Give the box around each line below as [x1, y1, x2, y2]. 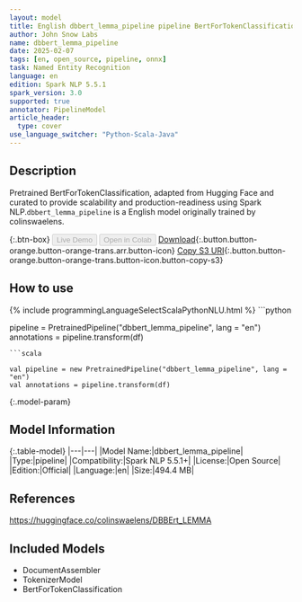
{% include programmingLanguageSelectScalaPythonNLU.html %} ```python [9, 305, 292, 315]
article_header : [9, 113, 70, 122]
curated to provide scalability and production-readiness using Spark [9, 197, 262, 208]
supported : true [9, 96, 70, 106]
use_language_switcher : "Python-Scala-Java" [9, 130, 179, 139]
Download [157, 234, 196, 244]
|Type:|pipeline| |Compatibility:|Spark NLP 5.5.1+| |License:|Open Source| [9, 456, 281, 466]
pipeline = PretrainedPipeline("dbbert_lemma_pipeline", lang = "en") [9, 322, 262, 332]
